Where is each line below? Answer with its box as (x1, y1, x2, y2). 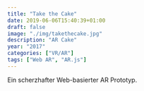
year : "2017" (7, 43, 46, 50)
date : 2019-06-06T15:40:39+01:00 (7, 17, 106, 24)
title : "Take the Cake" (7, 10, 78, 18)
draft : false (7, 23, 46, 30)
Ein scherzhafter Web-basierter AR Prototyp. (7, 75, 138, 84)
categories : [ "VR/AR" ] (7, 50, 74, 57)
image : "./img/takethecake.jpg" (7, 30, 102, 37)
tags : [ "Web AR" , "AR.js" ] (7, 56, 87, 63)
